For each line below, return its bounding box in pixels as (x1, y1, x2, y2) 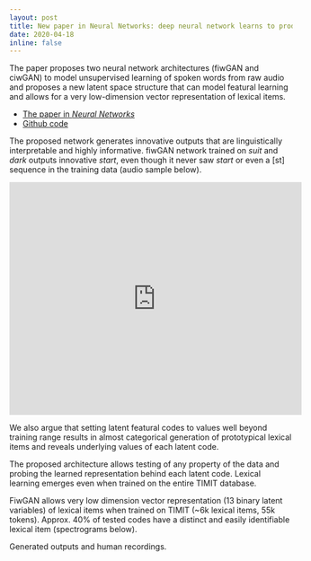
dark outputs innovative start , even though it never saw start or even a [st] (9, 154, 285, 166)
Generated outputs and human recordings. (9, 541, 167, 552)
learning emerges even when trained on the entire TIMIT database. (9, 478, 257, 489)
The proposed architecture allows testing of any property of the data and (9, 459, 280, 469)
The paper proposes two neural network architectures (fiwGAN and (9, 63, 259, 74)
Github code (22, 118, 69, 129)
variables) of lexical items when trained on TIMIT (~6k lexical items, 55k (9, 504, 276, 516)
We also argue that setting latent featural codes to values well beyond (9, 423, 268, 434)
